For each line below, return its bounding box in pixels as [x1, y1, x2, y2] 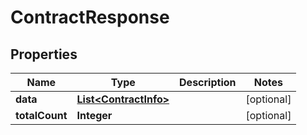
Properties [10, 46, 78, 63]
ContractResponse [10, 6, 170, 29]
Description [179, 76, 237, 89]
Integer [76, 109, 113, 122]
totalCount [15, 109, 68, 122]
